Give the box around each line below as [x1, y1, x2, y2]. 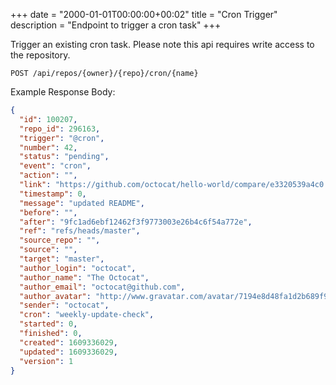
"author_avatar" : [19, 291, 92, 301]
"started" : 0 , [19, 319, 78, 329]
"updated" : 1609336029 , [19, 347, 118, 357]
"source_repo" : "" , [19, 235, 101, 246]
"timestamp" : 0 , [19, 189, 87, 199]
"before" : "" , [19, 207, 78, 218]
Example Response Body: [10, 86, 116, 98]
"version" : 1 [19, 356, 74, 366]
